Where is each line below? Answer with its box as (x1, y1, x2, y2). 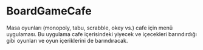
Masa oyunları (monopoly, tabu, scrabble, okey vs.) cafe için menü (6, 24, 173, 31)
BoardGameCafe (6, 4, 92, 18)
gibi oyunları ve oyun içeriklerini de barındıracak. (6, 37, 128, 44)
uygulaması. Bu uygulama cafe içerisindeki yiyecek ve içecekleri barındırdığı (6, 30, 198, 37)
